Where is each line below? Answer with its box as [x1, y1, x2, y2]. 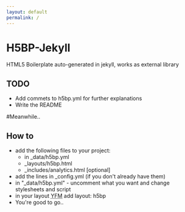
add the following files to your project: [15, 147, 111, 154]
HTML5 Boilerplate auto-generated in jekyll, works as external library [6, 61, 180, 68]
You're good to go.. [15, 199, 64, 206]
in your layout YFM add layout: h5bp [15, 193, 106, 200]
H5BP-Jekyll [6, 41, 71, 55]
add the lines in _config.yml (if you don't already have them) [15, 173, 166, 180]
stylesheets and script [15, 186, 71, 193]
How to [6, 130, 34, 141]
